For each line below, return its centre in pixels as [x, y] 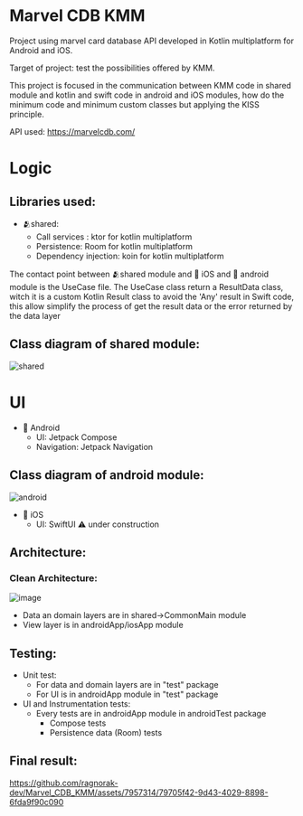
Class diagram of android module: [107, 475]
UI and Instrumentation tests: [76, 704]
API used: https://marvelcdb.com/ [72, 131]
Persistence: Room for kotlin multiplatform [114, 246]
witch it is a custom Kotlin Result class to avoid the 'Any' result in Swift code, [152, 296]
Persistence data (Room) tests [106, 732]
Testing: [33, 653]
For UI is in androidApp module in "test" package [127, 694]
